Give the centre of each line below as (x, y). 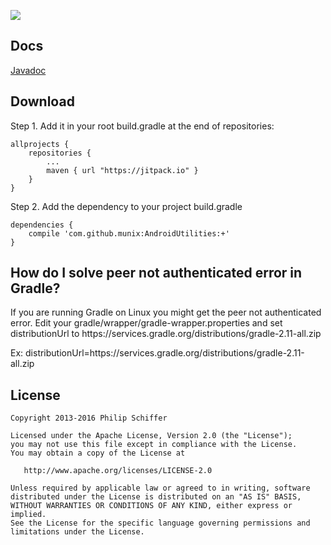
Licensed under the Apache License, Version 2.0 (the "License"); (151, 436)
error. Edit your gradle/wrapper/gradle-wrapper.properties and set (146, 323)
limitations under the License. (77, 532)
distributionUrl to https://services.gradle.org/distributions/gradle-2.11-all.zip (166, 334)
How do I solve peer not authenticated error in (156, 273)
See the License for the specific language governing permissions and (160, 523)
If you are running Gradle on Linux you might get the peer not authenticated (166, 312)
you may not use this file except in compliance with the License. (154, 445)
